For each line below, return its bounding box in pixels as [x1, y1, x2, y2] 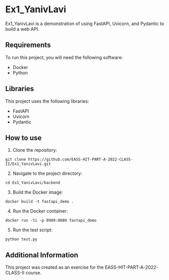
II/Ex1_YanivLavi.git [5, 161, 51, 167]
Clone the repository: [12, 147, 58, 153]
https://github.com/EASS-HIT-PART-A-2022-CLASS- [27, 157, 133, 162]
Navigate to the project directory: [12, 170, 82, 177]
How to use [5, 133, 42, 142]
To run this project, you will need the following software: [5, 54, 123, 60]
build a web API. [5, 26, 40, 32]
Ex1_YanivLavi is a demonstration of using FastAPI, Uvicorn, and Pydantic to [5, 20, 164, 27]
